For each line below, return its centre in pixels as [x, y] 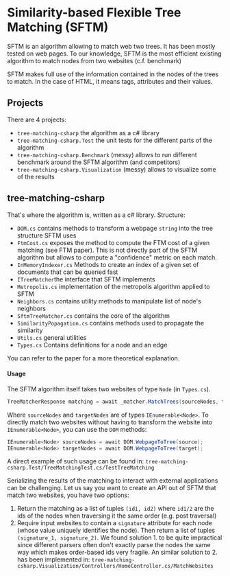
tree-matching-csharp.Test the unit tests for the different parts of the [115, 140]
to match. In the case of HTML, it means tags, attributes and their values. [110, 81]
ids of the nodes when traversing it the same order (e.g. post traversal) [117, 516]
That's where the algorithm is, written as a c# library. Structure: [96, 215]
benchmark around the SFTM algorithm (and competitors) [99, 162]
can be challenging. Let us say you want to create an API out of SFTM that [112, 488]
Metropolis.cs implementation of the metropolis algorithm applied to [113, 286]
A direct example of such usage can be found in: [76, 461]
